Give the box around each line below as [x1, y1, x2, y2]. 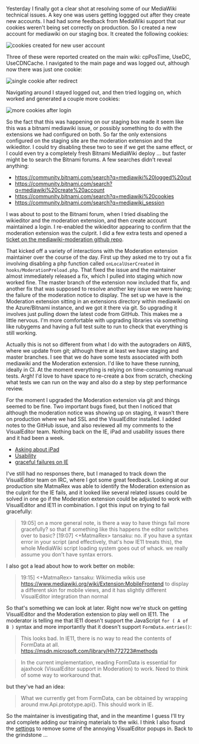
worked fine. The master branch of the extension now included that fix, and [6, 279, 191, 286]
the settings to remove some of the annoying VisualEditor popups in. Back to [6, 725, 193, 732]
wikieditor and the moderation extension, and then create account [6, 217, 167, 224]
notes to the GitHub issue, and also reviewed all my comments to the [6, 422, 174, 429]
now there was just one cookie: [6, 66, 83, 73]
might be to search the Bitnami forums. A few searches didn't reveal [6, 156, 172, 163]
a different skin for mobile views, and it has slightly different [20, 587, 167, 593]
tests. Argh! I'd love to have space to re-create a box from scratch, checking [6, 372, 192, 379]
